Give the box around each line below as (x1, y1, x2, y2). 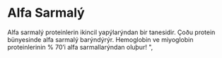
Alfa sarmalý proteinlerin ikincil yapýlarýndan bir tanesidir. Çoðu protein (7, 28, 216, 36)
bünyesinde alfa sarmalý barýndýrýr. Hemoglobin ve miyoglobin (7, 35, 194, 43)
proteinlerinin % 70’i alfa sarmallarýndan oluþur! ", (7, 43, 153, 51)
